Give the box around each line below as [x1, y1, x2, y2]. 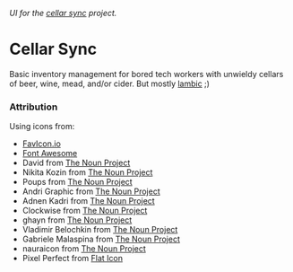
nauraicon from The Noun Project [22, 243, 146, 254]
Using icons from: [9, 121, 75, 132]
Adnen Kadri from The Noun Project [22, 196, 155, 206]
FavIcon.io [22, 138, 61, 149]
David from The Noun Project [22, 157, 131, 169]
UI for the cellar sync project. [9, 8, 117, 18]
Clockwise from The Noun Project [22, 206, 148, 216]
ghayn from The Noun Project [22, 215, 133, 225]
